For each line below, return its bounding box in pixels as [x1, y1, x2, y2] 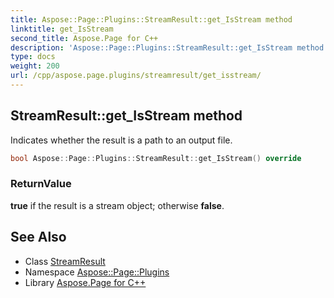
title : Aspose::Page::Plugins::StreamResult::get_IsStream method [10, 14, 293, 25]
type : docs [10, 52, 56, 62]
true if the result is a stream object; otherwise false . [10, 199, 225, 211]
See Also [10, 229, 67, 246]
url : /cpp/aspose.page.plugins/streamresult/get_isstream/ [10, 71, 262, 81]
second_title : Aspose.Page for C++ [10, 33, 159, 43]
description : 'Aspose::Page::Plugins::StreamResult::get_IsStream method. [10, 42, 329, 53]
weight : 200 [10, 61, 60, 71]
